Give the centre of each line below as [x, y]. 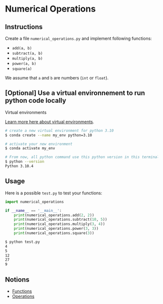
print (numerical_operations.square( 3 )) [54, 233]
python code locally [36, 101]
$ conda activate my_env [30, 148]
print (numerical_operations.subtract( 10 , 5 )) [61, 220]
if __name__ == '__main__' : [33, 210]
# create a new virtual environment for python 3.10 [59, 130]
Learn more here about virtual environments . [50, 122]
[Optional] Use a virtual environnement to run [75, 93]
